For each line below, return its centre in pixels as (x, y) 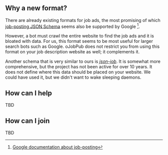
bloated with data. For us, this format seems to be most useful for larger (79, 41)
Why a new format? (36, 8)
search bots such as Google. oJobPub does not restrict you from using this (82, 46)
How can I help (29, 93)
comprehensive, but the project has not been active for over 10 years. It (79, 67)
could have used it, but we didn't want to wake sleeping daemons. (73, 77)
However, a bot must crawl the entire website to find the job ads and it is (79, 36)
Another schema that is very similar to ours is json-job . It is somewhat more (83, 61)
